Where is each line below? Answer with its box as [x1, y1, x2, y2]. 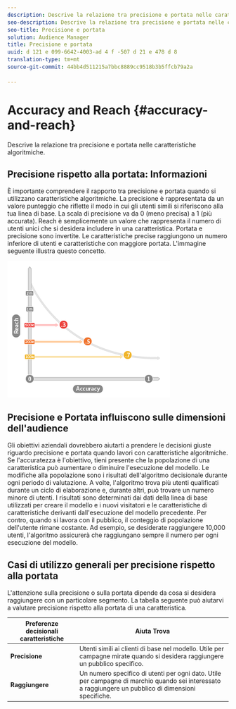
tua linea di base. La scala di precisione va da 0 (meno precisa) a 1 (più [7, 209, 212, 218]
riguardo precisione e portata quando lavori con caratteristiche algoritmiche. [7, 448, 228, 457]
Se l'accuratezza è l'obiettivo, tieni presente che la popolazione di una [7, 456, 210, 464]
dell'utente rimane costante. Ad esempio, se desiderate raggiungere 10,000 [7, 524, 226, 532]
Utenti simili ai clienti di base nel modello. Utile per [79, 644, 225, 653]
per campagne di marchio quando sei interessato [79, 677, 221, 685]
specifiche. [79, 691, 112, 700]
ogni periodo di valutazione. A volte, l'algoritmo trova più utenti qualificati [7, 479, 219, 487]
